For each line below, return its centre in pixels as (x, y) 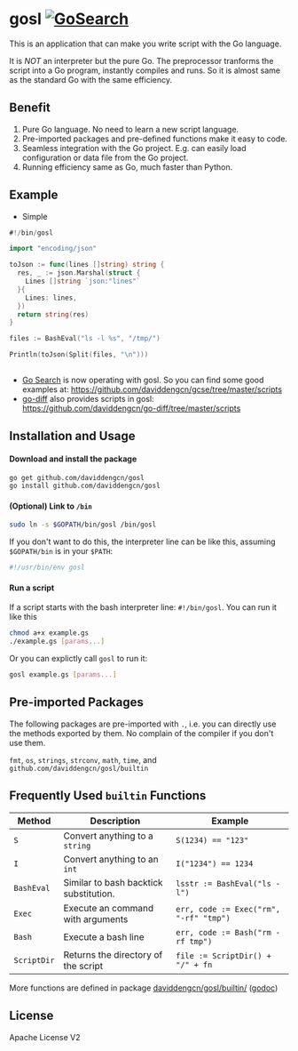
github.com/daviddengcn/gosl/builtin (79, 768)
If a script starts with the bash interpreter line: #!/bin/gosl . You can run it (143, 607)
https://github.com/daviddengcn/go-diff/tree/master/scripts (131, 408)
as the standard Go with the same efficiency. (91, 79)
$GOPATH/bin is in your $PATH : (61, 551)
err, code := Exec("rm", (228, 909)
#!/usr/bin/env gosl (47, 568)
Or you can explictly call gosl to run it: (78, 659)
